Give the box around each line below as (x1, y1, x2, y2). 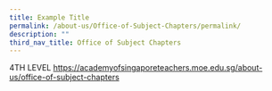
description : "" (9, 29, 70, 38)
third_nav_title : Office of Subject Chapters (9, 37, 181, 47)
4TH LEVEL (9, 62, 52, 73)
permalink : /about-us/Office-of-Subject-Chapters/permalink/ (9, 21, 242, 30)
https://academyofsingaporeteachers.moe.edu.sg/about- (53, 62, 263, 73)
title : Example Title (9, 12, 90, 22)
